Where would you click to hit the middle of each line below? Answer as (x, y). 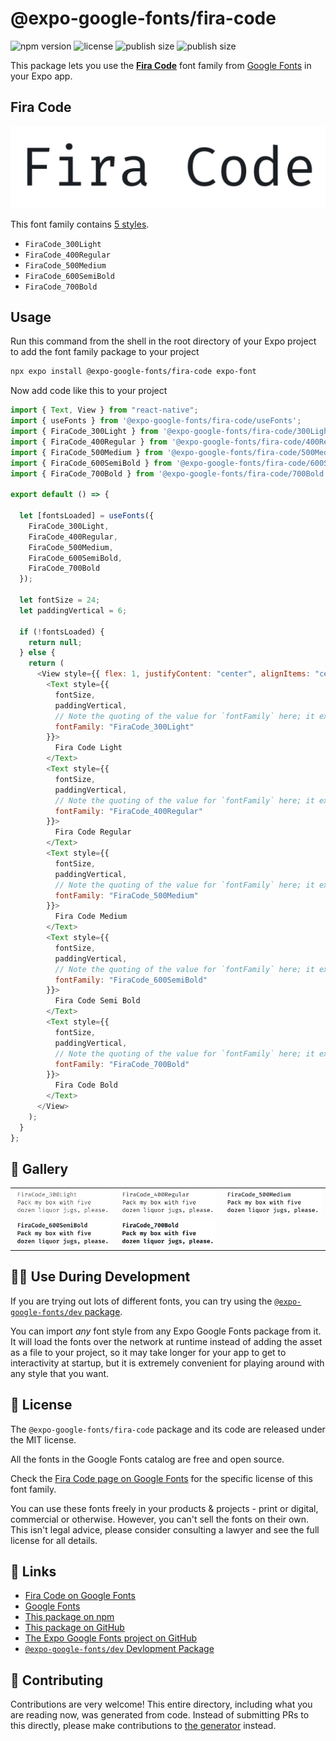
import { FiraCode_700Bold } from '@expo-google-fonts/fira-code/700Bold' (169, 473)
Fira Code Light (88, 748)
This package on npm (69, 1617)
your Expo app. (41, 76)
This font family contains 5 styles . (80, 224)
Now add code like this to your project (89, 391)
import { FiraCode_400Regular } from (89, 442)
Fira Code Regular (93, 832)
